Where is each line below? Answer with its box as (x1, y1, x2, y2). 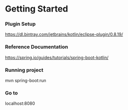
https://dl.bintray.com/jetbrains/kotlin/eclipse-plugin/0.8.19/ (5, 31, 123, 37)
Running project (5, 67, 43, 73)
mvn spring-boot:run (5, 78, 46, 83)
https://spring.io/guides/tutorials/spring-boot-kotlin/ (5, 55, 109, 60)
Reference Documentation (5, 43, 69, 50)
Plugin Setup (5, 21, 36, 27)
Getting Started (5, 3, 69, 14)
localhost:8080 (5, 100, 35, 107)
